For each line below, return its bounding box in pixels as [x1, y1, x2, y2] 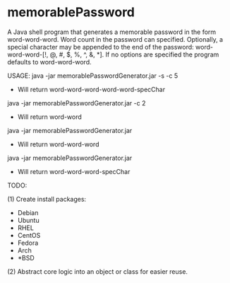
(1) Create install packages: [7, 195, 87, 203]
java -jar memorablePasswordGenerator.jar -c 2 [7, 98, 146, 107]
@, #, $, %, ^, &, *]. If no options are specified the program [49, 50, 219, 59]
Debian [17, 208, 39, 216]
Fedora [17, 238, 39, 247]
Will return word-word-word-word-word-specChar [17, 85, 166, 93]
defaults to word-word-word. [7, 57, 92, 66]
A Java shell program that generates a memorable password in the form [7, 28, 217, 36]
